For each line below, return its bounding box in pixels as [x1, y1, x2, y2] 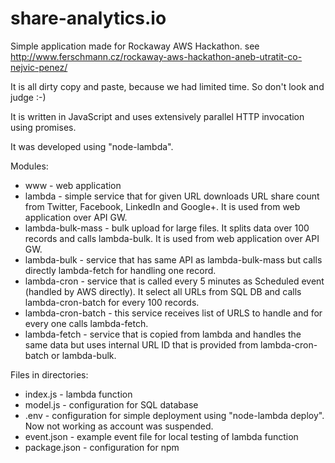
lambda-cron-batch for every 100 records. [24, 296, 200, 308]
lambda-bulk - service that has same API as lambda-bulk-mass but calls [24, 253, 323, 266]
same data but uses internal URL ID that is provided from [24, 338, 259, 351]
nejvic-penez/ [10, 61, 68, 73]
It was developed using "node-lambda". [10, 140, 174, 152]
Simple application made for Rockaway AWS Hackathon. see [10, 40, 260, 52]
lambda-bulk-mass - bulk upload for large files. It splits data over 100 [24, 222, 310, 234]
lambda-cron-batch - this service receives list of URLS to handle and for [24, 307, 323, 319]
